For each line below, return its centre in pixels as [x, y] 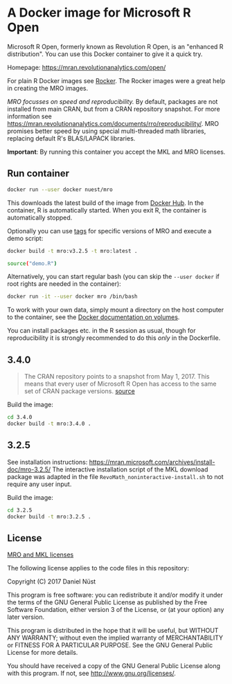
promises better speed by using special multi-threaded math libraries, [107, 131]
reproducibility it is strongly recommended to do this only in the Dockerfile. [114, 338]
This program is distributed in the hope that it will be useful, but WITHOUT [113, 631]
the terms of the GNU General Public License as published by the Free [107, 602]
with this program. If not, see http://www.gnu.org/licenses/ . [92, 674]
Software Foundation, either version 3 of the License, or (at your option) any [116, 610]
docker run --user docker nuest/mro [60, 189]
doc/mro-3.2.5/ [29, 469]
